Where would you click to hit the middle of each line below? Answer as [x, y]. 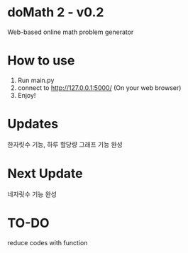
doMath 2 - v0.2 [56, 12]
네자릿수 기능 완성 [32, 194]
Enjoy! [27, 95]
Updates [33, 124]
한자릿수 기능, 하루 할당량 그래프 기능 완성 [65, 144]
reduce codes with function [48, 242]
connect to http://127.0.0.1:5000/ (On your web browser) [99, 88]
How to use [41, 61]
